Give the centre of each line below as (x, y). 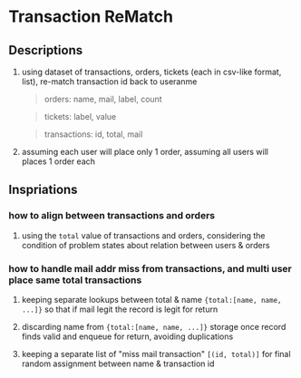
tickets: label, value (80, 116)
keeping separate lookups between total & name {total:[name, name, (151, 299)
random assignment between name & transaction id (118, 363)
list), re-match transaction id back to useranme (109, 82)
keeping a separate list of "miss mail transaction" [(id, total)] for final (156, 354)
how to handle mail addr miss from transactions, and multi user (150, 268)
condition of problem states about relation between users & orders (146, 245)
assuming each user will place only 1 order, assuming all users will (145, 152)
